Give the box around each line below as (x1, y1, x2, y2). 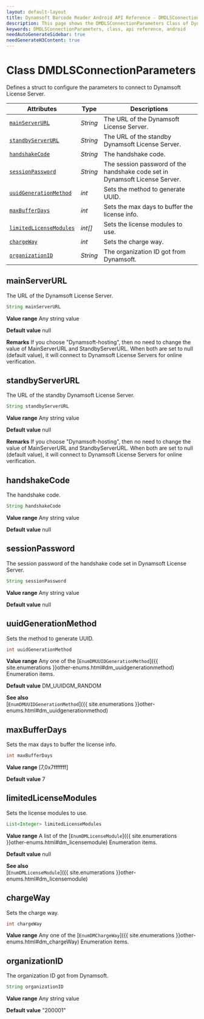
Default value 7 (6, 775, 46, 783)
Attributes (27, 104, 58, 113)
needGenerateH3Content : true (6, 37, 80, 43)
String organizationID (6, 984, 64, 990)
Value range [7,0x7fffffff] (6, 764, 69, 771)
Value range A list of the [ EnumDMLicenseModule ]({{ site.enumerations (6, 832, 177, 839)
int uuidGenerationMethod (6, 647, 72, 653)
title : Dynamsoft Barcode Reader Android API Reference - (6, 15, 156, 21)
